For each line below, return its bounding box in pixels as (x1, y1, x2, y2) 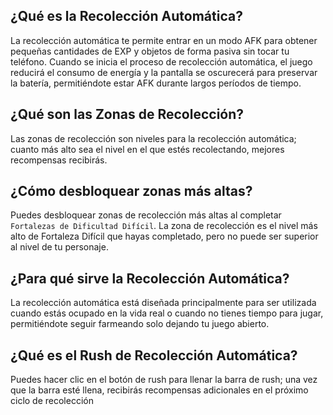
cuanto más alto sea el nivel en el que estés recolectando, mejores (10, 143, 285, 155)
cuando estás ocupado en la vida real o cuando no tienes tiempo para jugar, (10, 307, 324, 319)
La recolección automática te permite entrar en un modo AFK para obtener (10, 34, 318, 46)
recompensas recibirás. (10, 154, 108, 166)
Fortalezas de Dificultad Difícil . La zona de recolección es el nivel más (10, 220, 318, 232)
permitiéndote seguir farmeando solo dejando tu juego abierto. (10, 318, 270, 330)
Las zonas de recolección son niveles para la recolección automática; (10, 132, 297, 144)
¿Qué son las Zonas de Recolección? (10, 106, 245, 123)
